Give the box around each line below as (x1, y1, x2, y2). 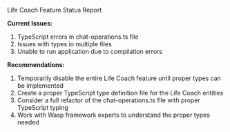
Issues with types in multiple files (17, 40, 112, 48)
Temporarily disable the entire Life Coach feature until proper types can (17, 74, 221, 82)
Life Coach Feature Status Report (7, 6, 102, 14)
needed (17, 118, 39, 126)
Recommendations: (7, 61, 65, 68)
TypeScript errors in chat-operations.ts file (17, 32, 139, 41)
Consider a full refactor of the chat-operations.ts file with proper (17, 96, 200, 104)
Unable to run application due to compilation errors (17, 48, 163, 55)
